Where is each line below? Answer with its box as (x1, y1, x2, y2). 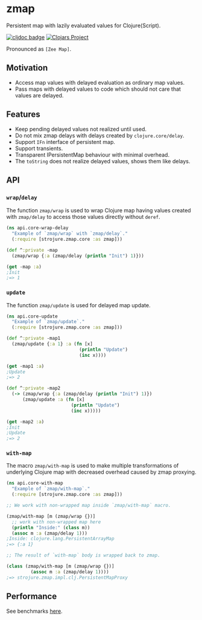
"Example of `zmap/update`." (11, 319, 85, 325)
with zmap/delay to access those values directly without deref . (6, 214, 161, 221)
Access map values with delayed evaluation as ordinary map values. (14, 79, 185, 86)
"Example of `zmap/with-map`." (11, 486, 90, 492)
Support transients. (14, 145, 63, 152)
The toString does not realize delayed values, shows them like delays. (14, 157, 191, 165)
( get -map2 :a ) (6, 419, 45, 425)
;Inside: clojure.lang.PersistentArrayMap (6, 536, 115, 542)
